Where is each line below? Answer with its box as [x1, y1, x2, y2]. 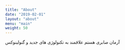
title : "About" [5, 7, 37, 12]
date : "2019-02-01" [5, 12, 46, 17]
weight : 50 [5, 26, 28, 31]
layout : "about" [5, 16, 39, 21]
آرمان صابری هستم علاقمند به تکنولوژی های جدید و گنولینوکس [5, 39, 120, 45]
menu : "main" [5, 21, 32, 26]
